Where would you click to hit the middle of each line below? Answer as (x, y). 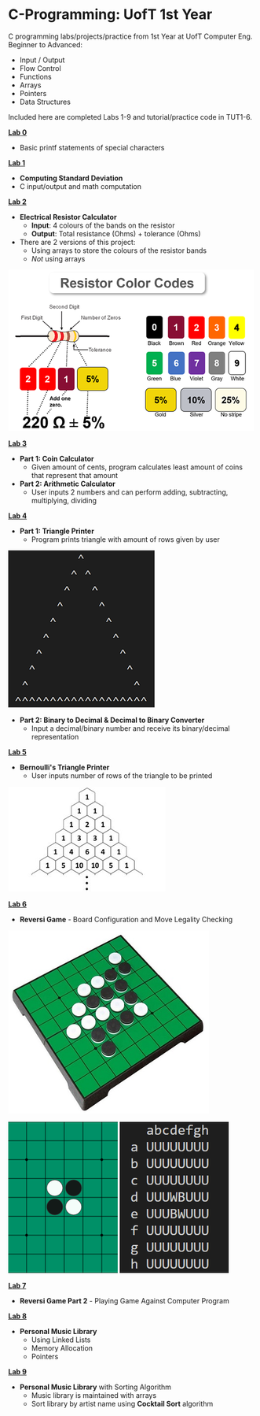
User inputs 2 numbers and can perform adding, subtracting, (130, 492)
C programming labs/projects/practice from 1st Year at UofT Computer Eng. (130, 36)
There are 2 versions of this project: (77, 242)
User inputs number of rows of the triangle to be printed (122, 775)
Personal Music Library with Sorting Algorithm (95, 1387)
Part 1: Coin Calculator (57, 458)
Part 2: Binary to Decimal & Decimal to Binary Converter (112, 720)
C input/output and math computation (80, 186)
